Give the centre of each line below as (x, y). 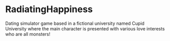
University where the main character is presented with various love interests (85, 28)
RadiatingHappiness (49, 9)
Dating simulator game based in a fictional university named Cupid (75, 23)
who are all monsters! (28, 34)
